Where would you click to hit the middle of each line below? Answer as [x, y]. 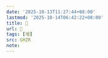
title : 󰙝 [17, 23]
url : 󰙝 [14, 29]
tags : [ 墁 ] [20, 34]
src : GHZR [19, 40]
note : [13, 46]
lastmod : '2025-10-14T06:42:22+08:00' [55, 18]
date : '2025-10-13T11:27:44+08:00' [51, 12]
